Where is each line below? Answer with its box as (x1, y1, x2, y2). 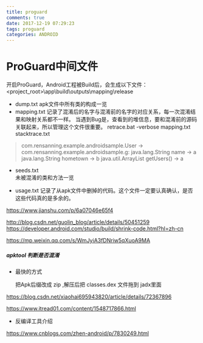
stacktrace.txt (15, 130, 50, 138)
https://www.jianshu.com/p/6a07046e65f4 (6, 207, 114, 214)
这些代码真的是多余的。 (15, 194, 74, 202)
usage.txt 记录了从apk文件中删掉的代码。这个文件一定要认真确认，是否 (15, 187, 193, 194)
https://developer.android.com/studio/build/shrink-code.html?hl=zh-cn (6, 225, 184, 232)
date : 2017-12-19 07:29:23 (6, 20, 75, 26)
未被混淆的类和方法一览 (15, 174, 74, 182)
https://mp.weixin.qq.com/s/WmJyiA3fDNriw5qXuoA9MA (6, 237, 151, 244)
